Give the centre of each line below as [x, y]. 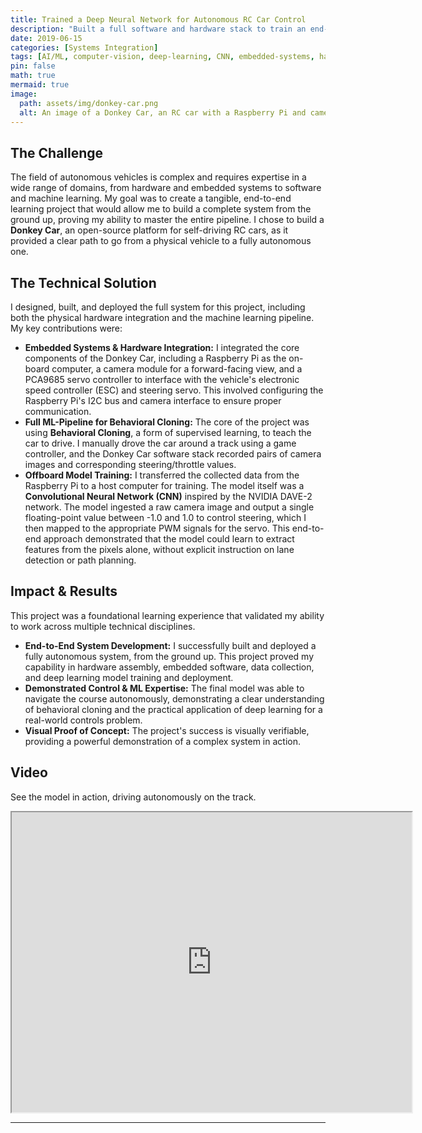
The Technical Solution [83, 282]
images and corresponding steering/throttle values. [130, 464]
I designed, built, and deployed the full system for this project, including [158, 307]
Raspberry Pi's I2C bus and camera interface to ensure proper [153, 400]
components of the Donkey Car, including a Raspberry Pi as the [155, 358]
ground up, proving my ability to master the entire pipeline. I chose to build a [167, 220]
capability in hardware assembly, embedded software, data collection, [169, 667]
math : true [33, 76]
